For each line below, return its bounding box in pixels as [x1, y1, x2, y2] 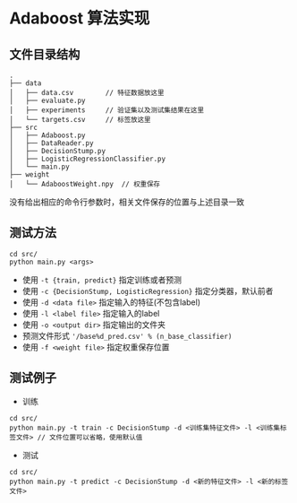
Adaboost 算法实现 [9, 8, 150, 29]
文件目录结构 [9, 47, 81, 62]
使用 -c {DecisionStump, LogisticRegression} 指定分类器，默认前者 [21, 285, 274, 296]
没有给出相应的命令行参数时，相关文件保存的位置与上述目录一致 [9, 196, 244, 207]
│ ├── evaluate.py [9, 96, 87, 105]
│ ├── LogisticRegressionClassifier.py [9, 154, 166, 163]
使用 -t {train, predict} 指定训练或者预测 [21, 274, 182, 285]
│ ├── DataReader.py [9, 139, 94, 148]
